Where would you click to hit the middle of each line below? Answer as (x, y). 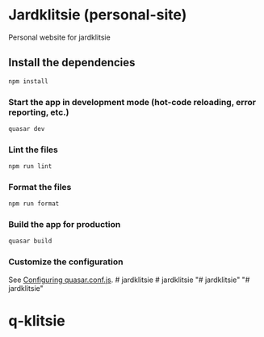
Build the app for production (65, 225)
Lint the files (33, 150)
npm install (28, 81)
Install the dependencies (72, 63)
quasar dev (27, 128)
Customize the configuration (66, 262)
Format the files (40, 187)
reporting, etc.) (39, 112)
